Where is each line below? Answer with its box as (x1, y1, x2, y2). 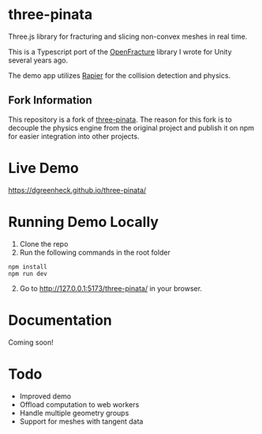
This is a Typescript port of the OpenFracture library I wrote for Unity (8, 47, 232, 56)
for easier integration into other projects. (8, 131, 140, 141)
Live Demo (8, 159, 79, 177)
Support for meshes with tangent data (19, 417, 144, 426)
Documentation (8, 311, 113, 329)
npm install (8, 262, 47, 270)
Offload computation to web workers (19, 399, 140, 409)
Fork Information (8, 93, 92, 108)
